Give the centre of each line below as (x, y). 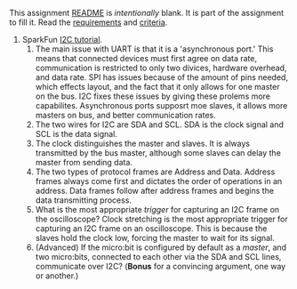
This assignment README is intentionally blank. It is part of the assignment (147, 13)
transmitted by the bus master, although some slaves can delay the (158, 153)
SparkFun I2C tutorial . (62, 40)
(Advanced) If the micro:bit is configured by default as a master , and (161, 247)
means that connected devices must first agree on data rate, (146, 58)
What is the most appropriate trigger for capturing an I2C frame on (157, 209)
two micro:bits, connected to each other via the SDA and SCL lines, (158, 257)
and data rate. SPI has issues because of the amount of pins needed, (162, 77)
